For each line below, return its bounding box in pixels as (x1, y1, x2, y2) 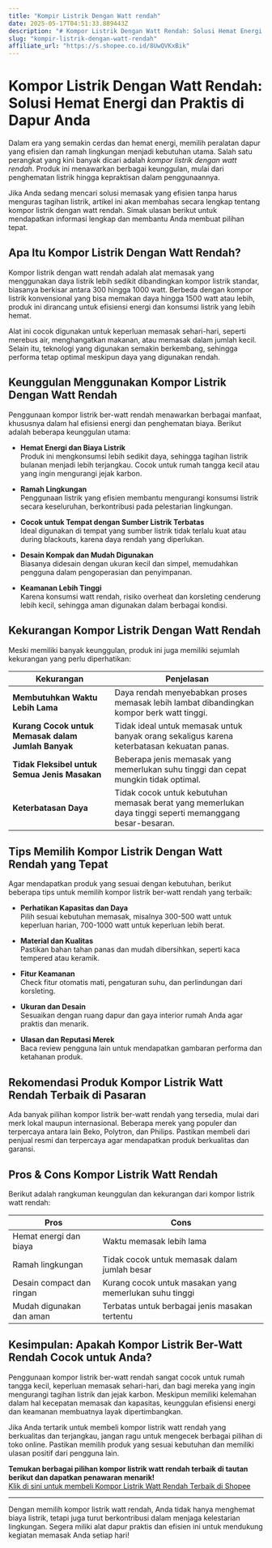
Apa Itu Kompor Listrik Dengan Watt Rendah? (8, 246, 241, 260)
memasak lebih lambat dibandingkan (114, 697, 254, 708)
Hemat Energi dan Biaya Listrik (19, 442, 125, 452)
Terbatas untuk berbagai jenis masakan (102, 1300, 253, 1311)
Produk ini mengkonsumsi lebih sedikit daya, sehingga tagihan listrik (19, 451, 249, 461)
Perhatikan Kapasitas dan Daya (19, 903, 128, 913)
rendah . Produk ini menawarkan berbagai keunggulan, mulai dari (8, 164, 224, 174)
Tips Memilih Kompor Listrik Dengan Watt (8, 844, 223, 859)
